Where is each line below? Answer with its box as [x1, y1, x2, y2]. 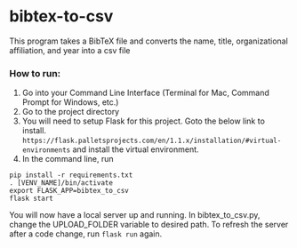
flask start [9, 194, 53, 204]
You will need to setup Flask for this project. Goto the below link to [21, 116, 265, 126]
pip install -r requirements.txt [9, 171, 133, 180]
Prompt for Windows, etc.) [21, 97, 119, 108]
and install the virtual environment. [72, 144, 199, 155]
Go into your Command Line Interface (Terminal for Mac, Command [21, 87, 269, 99]
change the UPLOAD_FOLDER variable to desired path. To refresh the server [9, 220, 289, 230]
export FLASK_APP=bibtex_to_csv [9, 187, 129, 196]
